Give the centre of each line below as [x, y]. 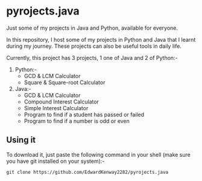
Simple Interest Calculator [56, 108]
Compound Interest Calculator [62, 102]
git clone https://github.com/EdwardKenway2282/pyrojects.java [87, 172]
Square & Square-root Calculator [65, 82]
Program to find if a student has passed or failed [84, 114]
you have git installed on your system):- [55, 161]
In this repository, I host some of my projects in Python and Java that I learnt [101, 39]
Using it [21, 140]
